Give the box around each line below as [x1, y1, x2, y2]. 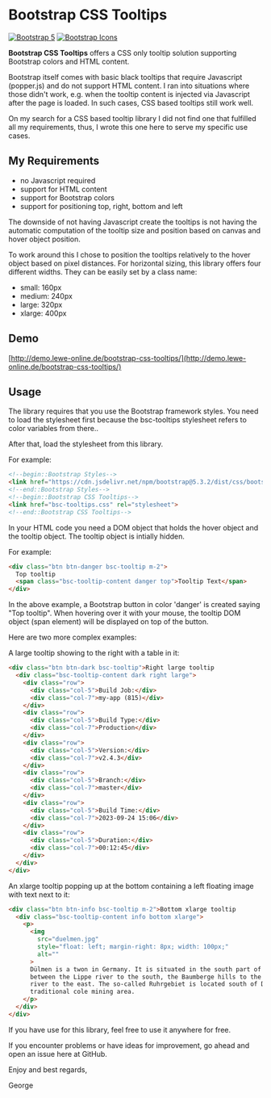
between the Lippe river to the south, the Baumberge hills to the [29, 973, 262, 981]
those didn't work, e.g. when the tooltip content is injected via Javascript [8, 89, 250, 98]
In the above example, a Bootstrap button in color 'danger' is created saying [8, 600, 261, 610]
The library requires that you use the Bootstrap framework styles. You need [8, 406, 259, 417]
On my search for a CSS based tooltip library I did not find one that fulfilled [8, 113, 256, 123]
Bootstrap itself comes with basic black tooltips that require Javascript [8, 72, 243, 82]
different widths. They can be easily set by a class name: [8, 266, 198, 276]
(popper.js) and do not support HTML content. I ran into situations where [8, 81, 250, 90]
